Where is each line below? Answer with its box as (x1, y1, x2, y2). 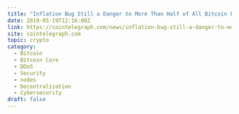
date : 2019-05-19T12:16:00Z (7, 17, 91, 24)
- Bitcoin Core (14, 57, 59, 64)
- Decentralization (14, 83, 72, 90)
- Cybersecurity (14, 89, 62, 96)
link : (7, 23, 23, 30)
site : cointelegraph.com (7, 30, 81, 38)
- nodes (14, 76, 37, 84)
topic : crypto (7, 37, 50, 44)
